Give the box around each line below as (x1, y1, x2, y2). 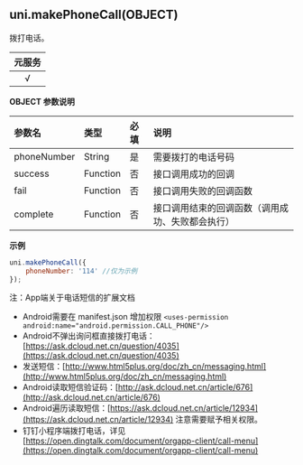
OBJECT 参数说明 (9, 96, 75, 107)
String (84, 150, 110, 163)
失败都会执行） (170, 215, 234, 228)
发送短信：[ (22, 361, 66, 372)
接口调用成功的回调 (152, 167, 234, 180)
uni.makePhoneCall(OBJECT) (9, 7, 179, 23)
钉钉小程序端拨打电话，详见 (22, 425, 126, 436)
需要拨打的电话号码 (152, 151, 234, 163)
